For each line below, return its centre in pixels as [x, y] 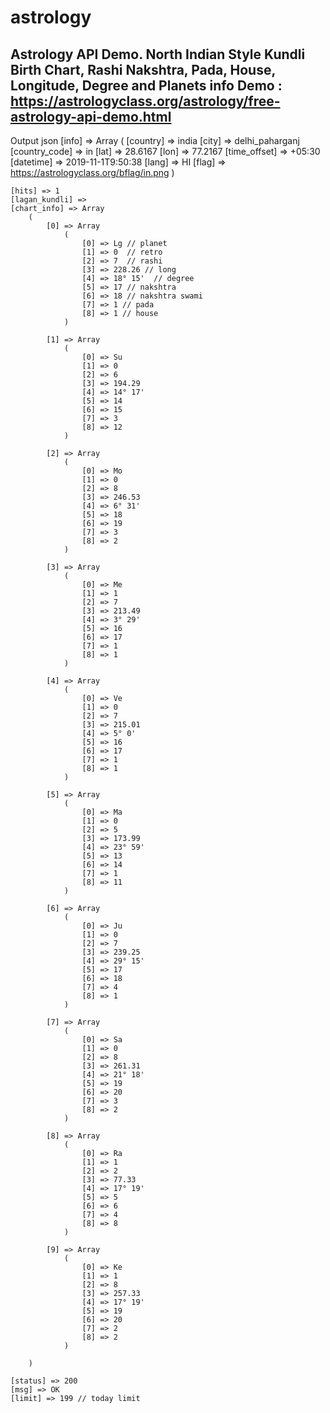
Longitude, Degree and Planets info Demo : [146, 85]
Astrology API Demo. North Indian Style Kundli [158, 54]
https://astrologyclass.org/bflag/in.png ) [92, 172]
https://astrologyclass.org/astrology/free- [145, 101]
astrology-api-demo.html [91, 116]
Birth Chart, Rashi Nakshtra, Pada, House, [143, 69]
